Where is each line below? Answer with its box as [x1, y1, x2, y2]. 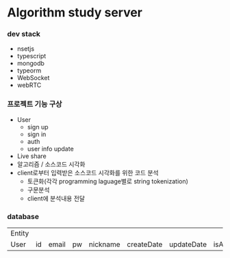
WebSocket [16, 74, 50, 82]
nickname [88, 240, 121, 249]
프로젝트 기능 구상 [7, 99, 63, 109]
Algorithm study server [7, 5, 142, 21]
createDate [127, 240, 163, 249]
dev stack [7, 29, 41, 39]
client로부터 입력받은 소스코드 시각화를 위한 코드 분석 [16, 168, 159, 177]
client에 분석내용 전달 [27, 194, 86, 203]
